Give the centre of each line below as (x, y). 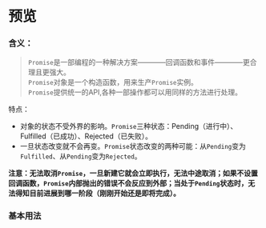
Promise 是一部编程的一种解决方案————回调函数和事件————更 (139, 62)
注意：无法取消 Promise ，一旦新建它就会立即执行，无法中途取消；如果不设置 (133, 174)
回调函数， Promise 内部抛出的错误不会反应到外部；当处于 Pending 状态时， (128, 183)
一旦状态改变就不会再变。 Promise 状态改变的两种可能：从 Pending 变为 (133, 146)
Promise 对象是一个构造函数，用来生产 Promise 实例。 (113, 82)
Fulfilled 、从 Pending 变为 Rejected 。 (81, 156)
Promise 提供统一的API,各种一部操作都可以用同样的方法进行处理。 (135, 92)
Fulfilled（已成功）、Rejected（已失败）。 (86, 136)
